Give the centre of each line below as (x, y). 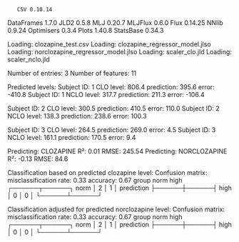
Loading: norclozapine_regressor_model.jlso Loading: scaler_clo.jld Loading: (119, 52)
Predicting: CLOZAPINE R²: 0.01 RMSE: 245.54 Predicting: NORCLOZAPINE (117, 151)
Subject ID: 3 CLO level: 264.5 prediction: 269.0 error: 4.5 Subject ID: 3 (112, 130)
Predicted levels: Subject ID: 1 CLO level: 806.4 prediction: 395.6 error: (111, 87)
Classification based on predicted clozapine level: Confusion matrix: (107, 173)
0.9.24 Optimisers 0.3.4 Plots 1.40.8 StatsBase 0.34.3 (86, 30)
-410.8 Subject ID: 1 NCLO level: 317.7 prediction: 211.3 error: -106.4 (106, 95)
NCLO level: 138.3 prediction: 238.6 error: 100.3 (77, 116)
